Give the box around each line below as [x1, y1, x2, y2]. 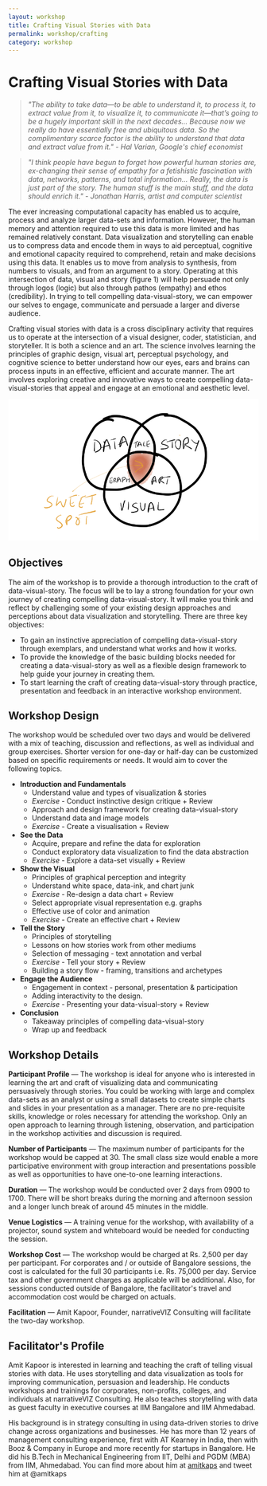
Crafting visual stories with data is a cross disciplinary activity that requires [8, 324, 254, 334]
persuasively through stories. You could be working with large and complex [8, 1087, 255, 1096]
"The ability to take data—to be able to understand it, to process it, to [27, 100, 256, 109]
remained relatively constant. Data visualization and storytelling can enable [8, 232, 254, 242]
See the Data [19, 830, 64, 840]
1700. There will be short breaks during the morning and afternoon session [8, 1193, 253, 1203]
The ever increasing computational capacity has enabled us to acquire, [8, 207, 241, 217]
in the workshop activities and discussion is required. [8, 1129, 183, 1138]
